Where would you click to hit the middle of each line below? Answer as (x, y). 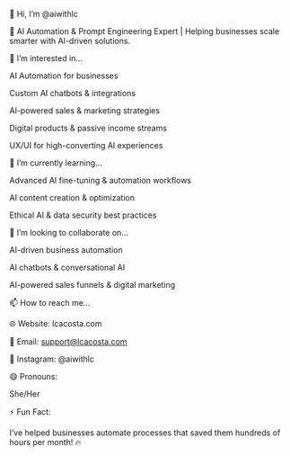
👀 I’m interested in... (46, 58)
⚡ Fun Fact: (30, 412)
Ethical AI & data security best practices (83, 215)
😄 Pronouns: (34, 376)
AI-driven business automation (66, 250)
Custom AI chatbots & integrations (73, 93)
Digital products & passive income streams (88, 128)
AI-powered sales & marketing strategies (84, 111)
